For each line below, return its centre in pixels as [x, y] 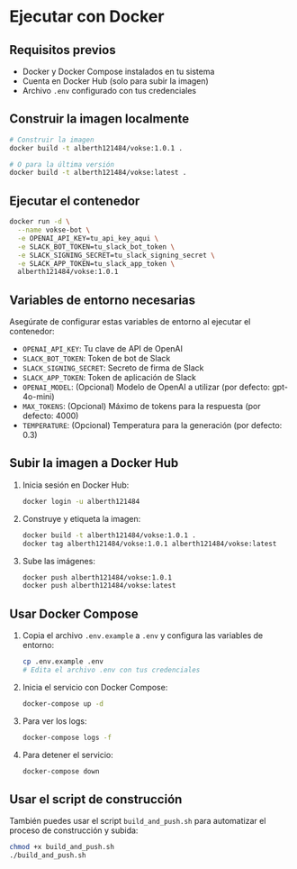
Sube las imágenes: [59, 561]
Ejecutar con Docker [87, 17]
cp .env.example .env [63, 662]
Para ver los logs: [54, 721]
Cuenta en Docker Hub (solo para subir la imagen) [115, 81]
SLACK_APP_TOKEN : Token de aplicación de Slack [109, 378]
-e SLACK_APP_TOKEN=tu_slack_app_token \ [96, 263]
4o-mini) [39, 397]
